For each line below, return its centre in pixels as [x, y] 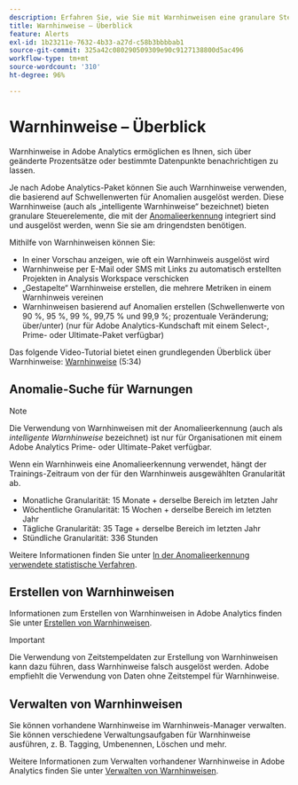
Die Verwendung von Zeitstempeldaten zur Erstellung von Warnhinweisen [144, 657]
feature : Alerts [39, 34]
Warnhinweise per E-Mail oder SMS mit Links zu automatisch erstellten [152, 269]
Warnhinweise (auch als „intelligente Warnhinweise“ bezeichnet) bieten [139, 206]
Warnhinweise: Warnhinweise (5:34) [75, 361]
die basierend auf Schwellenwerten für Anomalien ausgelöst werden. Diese [147, 197]
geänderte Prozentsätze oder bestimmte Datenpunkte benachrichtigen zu [144, 161]
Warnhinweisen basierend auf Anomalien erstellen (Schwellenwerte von [153, 306]
